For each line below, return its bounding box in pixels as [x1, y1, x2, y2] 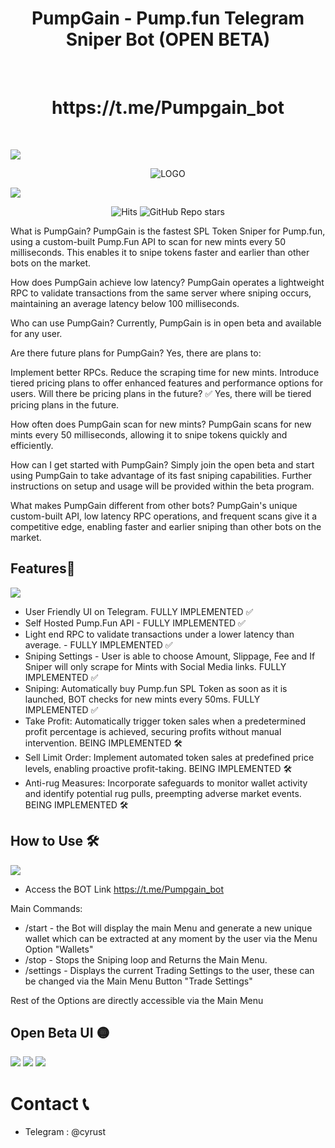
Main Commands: [10, 902, 83, 914]
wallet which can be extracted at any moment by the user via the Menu [24, 932, 318, 944]
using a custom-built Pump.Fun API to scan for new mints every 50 [10, 235, 286, 247]
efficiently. [10, 439, 54, 451]
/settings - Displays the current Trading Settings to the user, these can [24, 964, 315, 976]
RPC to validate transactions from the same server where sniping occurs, [10, 287, 312, 299]
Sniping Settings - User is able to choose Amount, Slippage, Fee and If [24, 650, 316, 662]
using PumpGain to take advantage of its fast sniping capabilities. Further [10, 469, 313, 481]
